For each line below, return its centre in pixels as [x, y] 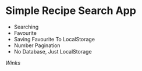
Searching [26, 27]
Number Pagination [37, 45]
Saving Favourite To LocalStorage [54, 39]
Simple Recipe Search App [71, 11]
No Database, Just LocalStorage [53, 51]
